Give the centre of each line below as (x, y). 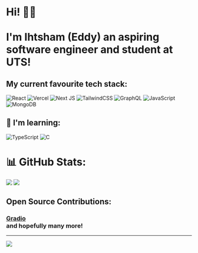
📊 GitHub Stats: (46, 162)
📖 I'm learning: (33, 123)
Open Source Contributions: (59, 202)
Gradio (16, 219)
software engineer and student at (90, 50)
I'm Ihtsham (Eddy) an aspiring (83, 37)
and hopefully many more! (45, 226)
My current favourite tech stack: (67, 84)
